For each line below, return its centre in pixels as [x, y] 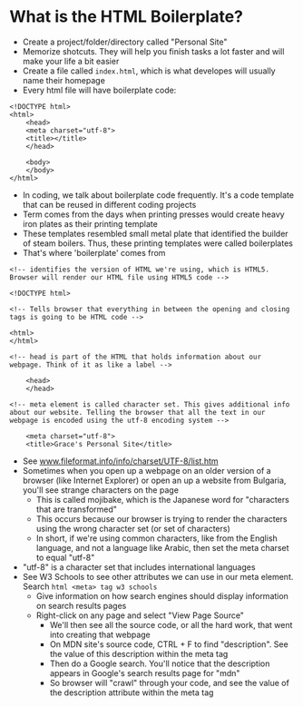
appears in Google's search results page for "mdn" [145, 673]
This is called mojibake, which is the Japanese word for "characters [163, 499]
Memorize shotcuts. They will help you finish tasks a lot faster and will [153, 51]
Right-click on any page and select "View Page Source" [140, 615]
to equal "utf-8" [65, 557]
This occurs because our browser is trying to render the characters [161, 518]
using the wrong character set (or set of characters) [133, 528]
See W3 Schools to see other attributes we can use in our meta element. [158, 576]
